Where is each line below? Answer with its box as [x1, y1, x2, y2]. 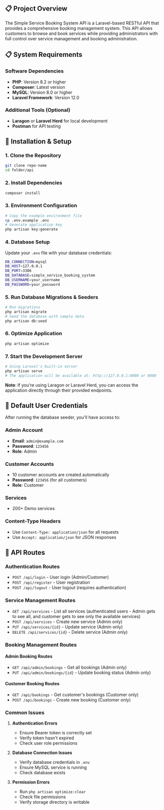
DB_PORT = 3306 [5, 269, 32, 273]
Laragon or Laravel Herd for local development [12, 118, 108, 124]
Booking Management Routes [5, 641, 77, 648]
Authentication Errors [12, 720, 58, 726]
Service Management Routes [5, 597, 76, 604]
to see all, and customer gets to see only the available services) [12, 613, 141, 619]
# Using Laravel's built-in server [5, 364, 78, 369]
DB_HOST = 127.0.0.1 [5, 264, 43, 269]
